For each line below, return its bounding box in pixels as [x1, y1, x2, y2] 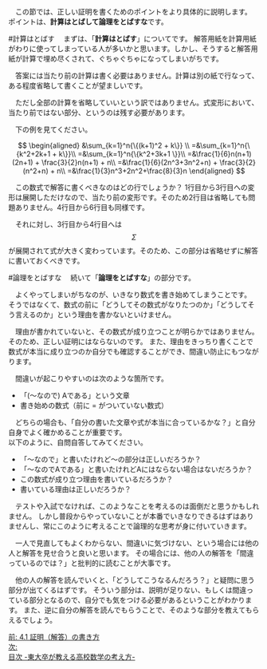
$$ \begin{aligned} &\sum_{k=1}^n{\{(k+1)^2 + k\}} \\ [18, 141, 190, 150]
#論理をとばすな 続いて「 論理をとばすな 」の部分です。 [8, 273, 195, 282]
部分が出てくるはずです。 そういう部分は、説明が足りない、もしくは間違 [8, 585, 247, 595]
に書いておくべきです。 [8, 256, 84, 265]
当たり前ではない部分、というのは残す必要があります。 [8, 108, 190, 117]
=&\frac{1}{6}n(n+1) [187, 149, 252, 158]
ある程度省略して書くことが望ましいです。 [8, 81, 147, 90]
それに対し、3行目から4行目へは [14, 220, 122, 229]
